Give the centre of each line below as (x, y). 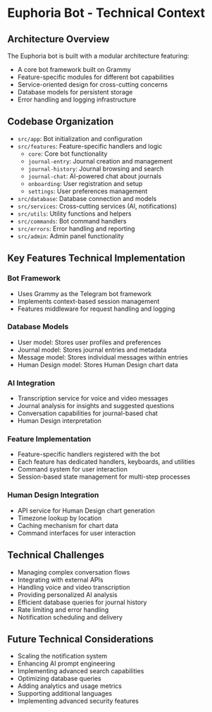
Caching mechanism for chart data (68, 525)
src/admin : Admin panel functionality (71, 236)
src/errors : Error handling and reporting (76, 228)
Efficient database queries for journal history (82, 602)
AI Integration (31, 383)
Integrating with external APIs (60, 579)
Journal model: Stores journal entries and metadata (92, 350)
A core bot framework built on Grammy (74, 69)
